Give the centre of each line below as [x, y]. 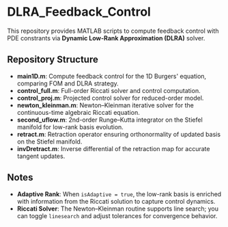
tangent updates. [41, 156]
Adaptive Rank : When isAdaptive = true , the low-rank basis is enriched [119, 194]
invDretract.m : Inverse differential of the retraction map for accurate [113, 148]
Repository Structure [53, 60]
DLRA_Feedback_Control [79, 12]
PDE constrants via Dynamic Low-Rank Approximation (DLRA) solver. [106, 38]
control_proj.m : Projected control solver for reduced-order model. [110, 98]
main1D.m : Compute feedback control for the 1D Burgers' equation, [112, 76]
